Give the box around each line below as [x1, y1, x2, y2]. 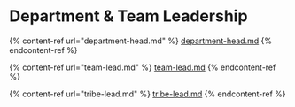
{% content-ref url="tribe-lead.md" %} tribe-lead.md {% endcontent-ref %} [9, 88, 286, 99]
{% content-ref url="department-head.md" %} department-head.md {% [9, 35, 273, 46]
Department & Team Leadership [9, 6, 248, 27]
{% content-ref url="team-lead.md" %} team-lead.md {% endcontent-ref [9, 62, 276, 73]
